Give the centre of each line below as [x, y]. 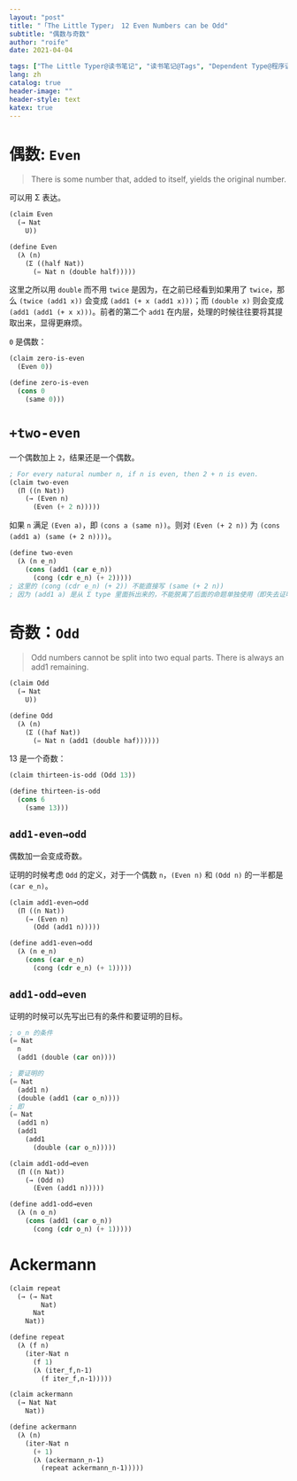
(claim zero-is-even [47, 359]
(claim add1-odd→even [49, 1164]
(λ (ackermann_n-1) [68, 1460]
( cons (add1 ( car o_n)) [69, 1221]
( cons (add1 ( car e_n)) [69, 569]
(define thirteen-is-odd [55, 791]
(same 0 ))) [45, 399]
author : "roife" [39, 42]
